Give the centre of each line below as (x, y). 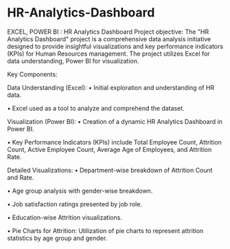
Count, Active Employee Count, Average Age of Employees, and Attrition (110, 149)
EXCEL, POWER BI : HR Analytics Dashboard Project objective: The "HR (108, 32)
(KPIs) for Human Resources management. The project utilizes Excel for (109, 54)
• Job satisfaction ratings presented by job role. (75, 204)
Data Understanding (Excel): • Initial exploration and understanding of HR (111, 87)
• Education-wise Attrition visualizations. (65, 217)
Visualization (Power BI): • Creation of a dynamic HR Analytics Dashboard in (115, 121)
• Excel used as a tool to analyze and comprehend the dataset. (96, 108)
